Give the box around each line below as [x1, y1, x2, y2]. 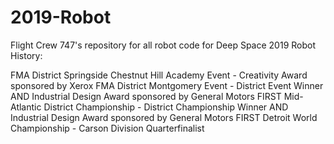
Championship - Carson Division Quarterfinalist [10, 122, 205, 134]
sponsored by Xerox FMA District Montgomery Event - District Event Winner [10, 79, 324, 91]
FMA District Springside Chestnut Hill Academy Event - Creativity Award [10, 69, 308, 81]
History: [10, 49, 43, 61]
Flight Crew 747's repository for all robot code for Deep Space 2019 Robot [10, 39, 317, 51]
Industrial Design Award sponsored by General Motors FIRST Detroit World [10, 111, 318, 123]
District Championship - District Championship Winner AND [43, 101, 289, 113]
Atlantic [10, 101, 42, 113]
